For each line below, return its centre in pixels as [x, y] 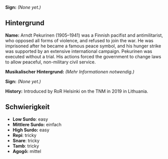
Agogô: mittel [27, 151]
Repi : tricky [24, 135]
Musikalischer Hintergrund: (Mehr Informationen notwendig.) [70, 71]
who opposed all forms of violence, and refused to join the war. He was [79, 40]
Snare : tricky [26, 140]
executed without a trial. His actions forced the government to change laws [83, 56]
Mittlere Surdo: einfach [37, 124]
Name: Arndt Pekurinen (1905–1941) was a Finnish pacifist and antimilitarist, [84, 35]
